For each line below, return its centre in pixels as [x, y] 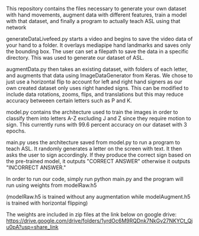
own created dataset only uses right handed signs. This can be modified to [97, 88]
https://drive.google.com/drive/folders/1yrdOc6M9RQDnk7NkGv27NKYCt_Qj [99, 221]
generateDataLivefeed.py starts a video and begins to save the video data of [99, 39]
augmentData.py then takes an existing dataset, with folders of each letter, [97, 69]
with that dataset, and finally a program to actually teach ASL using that [93, 21]
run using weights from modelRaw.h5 [52, 185]
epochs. [16, 131]
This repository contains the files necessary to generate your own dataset [96, 9]
